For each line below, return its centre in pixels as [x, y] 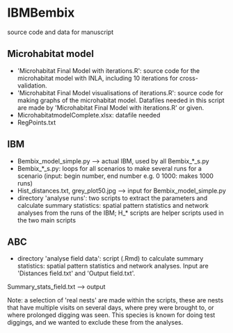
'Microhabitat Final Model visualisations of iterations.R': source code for [120, 92]
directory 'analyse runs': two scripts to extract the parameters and [112, 198]
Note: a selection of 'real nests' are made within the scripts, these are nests [115, 300]
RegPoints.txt [37, 122]
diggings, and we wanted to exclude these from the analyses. [95, 323]
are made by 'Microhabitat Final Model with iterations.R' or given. [111, 107]
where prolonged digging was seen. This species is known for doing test [111, 315]
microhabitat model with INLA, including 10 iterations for [98, 78]
